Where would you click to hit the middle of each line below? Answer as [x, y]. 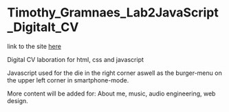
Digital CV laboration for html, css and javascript [76, 59]
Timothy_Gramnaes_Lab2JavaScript [113, 13]
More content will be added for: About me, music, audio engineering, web [111, 93]
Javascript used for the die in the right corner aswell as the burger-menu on [115, 73]
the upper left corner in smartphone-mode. [68, 80]
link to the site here [34, 46]
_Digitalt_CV [43, 27]
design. [18, 100]
